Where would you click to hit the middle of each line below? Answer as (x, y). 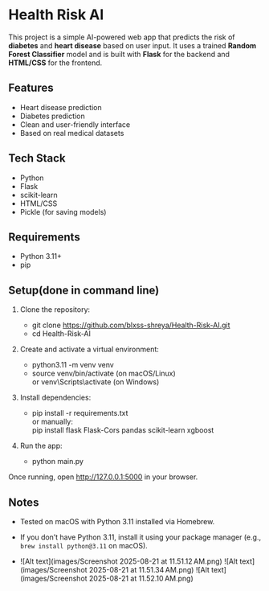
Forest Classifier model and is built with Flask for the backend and (119, 54)
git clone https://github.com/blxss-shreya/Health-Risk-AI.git (131, 325)
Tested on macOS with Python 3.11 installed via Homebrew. (117, 521)
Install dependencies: (55, 398)
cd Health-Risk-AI (61, 334)
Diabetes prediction (53, 116)
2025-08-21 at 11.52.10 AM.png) (141, 578)
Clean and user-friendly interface (75, 124)
